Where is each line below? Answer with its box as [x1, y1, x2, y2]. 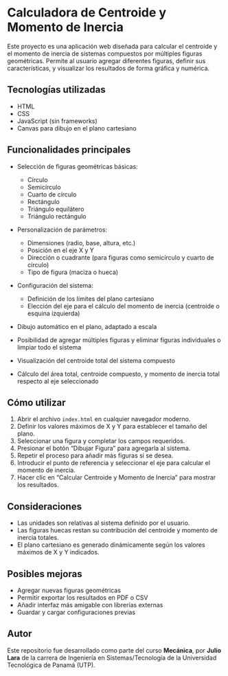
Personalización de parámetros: [16, 225, 108, 234]
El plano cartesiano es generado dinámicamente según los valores [16, 541, 205, 549]
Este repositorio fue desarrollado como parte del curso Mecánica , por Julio [7, 646, 222, 654]
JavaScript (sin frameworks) [16, 117, 98, 125]
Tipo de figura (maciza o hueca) [27, 268, 119, 276]
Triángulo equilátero [27, 205, 84, 213]
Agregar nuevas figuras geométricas [16, 586, 122, 594]
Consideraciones [7, 500, 82, 512]
